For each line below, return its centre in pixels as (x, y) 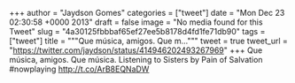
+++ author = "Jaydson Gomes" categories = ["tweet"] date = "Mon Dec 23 (147, 13)
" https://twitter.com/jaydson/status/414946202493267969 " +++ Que (136, 50)
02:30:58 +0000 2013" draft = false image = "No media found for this (136, 22)
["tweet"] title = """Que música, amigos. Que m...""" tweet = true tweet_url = (148, 41)
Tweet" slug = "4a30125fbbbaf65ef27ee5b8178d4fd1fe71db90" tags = (137, 31)
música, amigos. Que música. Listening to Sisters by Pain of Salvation (136, 60)
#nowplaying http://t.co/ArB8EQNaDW (79, 69)
